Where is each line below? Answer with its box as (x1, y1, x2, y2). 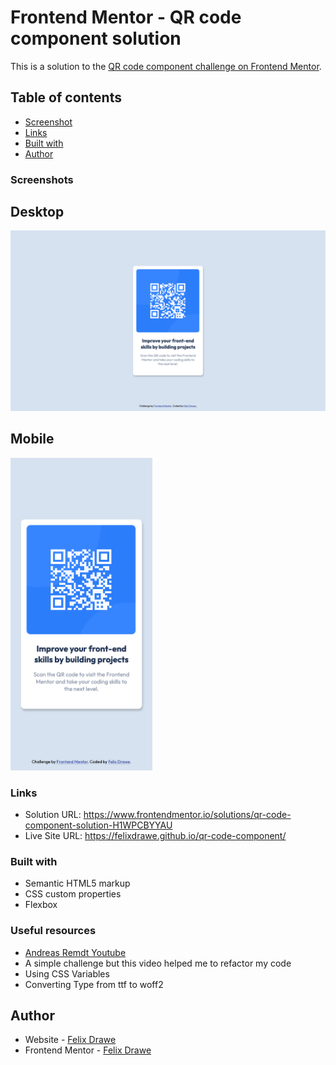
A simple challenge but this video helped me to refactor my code (24, 957, 292, 969)
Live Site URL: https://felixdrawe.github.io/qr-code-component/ (24, 830, 287, 842)
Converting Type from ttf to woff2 (24, 978, 164, 990)
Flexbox (24, 899, 58, 911)
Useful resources (10, 924, 97, 938)
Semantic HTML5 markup (24, 877, 131, 890)
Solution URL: (24, 809, 82, 821)
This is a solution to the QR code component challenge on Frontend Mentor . (10, 60, 322, 72)
